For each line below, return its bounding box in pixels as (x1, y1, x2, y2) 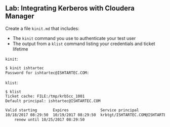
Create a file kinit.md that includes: (5, 25, 79, 31)
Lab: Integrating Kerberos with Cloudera (5, 4, 135, 13)
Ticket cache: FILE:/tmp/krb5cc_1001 (5, 94, 85, 99)
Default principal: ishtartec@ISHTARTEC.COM (5, 99, 101, 104)
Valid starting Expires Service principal (5, 108, 139, 113)
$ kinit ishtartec (5, 65, 44, 70)
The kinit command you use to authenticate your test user (12, 35, 136, 41)
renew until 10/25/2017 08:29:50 (14, 117, 85, 122)
